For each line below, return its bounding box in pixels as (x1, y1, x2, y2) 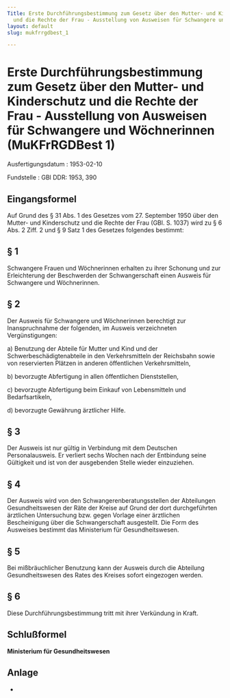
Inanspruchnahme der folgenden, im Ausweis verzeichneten (7, 323, 177, 332)
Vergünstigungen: (7, 331, 57, 339)
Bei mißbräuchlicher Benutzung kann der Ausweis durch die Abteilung (7, 564, 205, 572)
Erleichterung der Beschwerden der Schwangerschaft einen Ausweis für (7, 271, 212, 279)
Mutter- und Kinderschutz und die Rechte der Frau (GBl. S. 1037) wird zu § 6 (7, 219, 222, 227)
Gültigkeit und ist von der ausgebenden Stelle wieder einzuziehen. (7, 458, 194, 466)
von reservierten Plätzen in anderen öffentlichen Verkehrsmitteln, (7, 359, 191, 367)
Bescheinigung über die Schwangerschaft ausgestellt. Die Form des (7, 519, 199, 527)
